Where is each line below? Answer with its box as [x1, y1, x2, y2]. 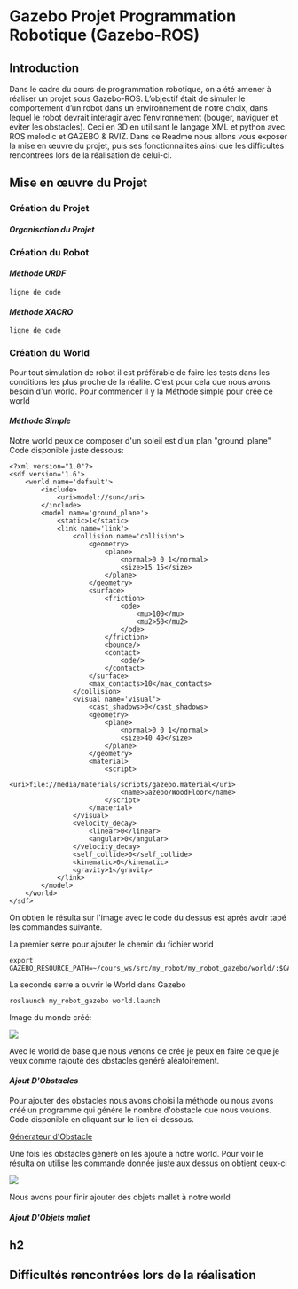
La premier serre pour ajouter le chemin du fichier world [9, 939, 215, 949]
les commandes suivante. [9, 921, 103, 932]
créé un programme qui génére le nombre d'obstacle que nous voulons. [9, 1104, 272, 1115]
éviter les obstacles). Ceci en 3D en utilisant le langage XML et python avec [9, 122, 286, 132]
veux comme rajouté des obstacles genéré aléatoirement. [9, 1055, 220, 1065]
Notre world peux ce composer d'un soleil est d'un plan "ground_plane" [9, 435, 272, 445]
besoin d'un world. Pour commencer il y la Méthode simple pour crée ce [9, 386, 273, 397]
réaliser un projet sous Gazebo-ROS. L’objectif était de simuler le [9, 93, 246, 104]
